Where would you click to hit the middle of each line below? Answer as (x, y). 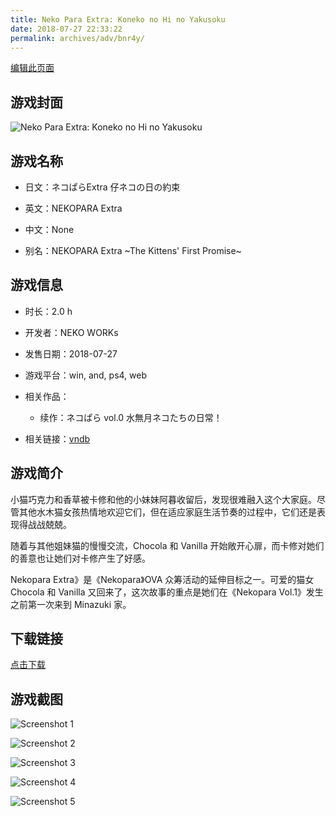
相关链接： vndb (57, 438)
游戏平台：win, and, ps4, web (86, 375)
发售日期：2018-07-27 (71, 353)
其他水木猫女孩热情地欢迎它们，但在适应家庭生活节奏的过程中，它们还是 (167, 512)
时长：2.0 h (48, 311)
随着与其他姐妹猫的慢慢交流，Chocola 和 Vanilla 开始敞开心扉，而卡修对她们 (167, 545)
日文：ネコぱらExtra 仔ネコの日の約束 (102, 187)
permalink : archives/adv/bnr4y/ (77, 38)
